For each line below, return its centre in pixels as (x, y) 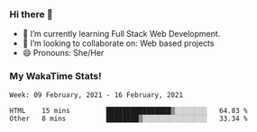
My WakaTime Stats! (55, 76)
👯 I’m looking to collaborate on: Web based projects (118, 43)
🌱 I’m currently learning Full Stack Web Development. (121, 34)
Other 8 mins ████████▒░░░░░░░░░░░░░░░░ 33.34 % (128, 119)
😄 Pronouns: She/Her (63, 53)
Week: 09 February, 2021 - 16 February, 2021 (96, 95)
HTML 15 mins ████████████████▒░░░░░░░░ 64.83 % (128, 110)
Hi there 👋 (32, 14)
